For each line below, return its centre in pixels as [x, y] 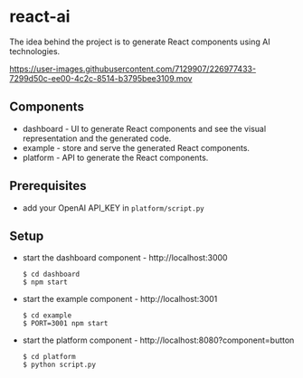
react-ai [40, 17]
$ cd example [47, 316]
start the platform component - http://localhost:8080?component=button [158, 340]
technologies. [35, 51]
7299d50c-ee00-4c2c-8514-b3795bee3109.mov [101, 78]
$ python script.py [59, 365]
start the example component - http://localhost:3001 [120, 299]
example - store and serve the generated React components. [136, 147]
